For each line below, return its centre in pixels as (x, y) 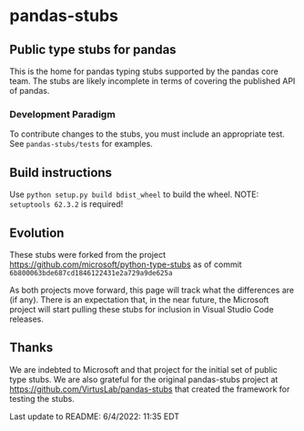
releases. (26, 319)
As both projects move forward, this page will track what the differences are (152, 290)
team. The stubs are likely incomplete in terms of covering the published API (152, 81)
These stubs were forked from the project (88, 254)
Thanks (31, 348)
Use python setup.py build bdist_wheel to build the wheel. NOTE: (134, 195)
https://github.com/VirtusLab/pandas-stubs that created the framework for (150, 389)
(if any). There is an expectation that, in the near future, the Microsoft (139, 299)
